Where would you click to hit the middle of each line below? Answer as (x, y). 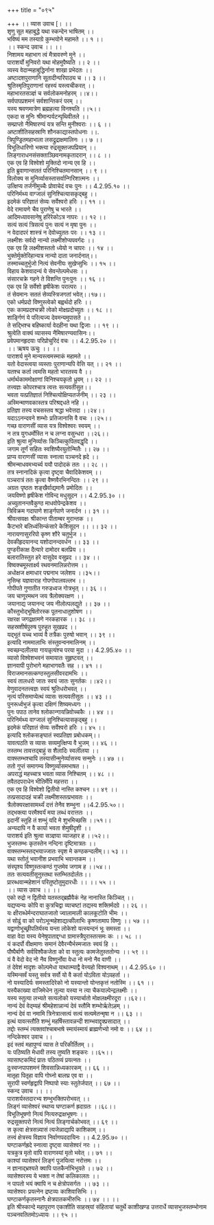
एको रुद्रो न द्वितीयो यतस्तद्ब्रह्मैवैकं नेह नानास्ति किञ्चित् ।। (71, 897)
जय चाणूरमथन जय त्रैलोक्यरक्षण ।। (46, 596)
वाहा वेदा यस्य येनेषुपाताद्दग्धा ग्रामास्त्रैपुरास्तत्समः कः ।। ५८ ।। (74, 936)
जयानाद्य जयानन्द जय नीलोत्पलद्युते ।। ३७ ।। (59, 604)
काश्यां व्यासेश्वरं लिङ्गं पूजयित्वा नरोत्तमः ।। (54, 1160)
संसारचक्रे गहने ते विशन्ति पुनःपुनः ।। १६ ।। (56, 279)
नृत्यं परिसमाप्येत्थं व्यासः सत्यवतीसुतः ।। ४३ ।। (59, 696)
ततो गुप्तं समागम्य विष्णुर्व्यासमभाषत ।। (48, 766)
